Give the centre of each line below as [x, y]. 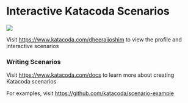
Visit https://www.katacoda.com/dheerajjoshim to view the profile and [94, 39]
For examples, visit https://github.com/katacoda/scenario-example [90, 93]
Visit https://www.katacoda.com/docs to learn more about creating [90, 75]
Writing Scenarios [34, 62]
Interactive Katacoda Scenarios [88, 11]
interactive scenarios [33, 46]
